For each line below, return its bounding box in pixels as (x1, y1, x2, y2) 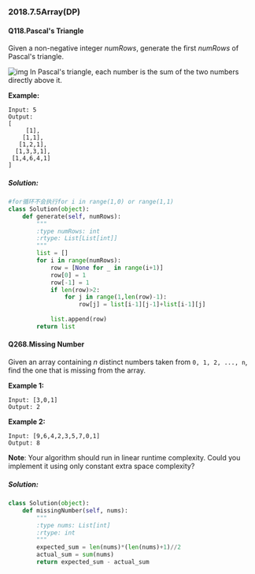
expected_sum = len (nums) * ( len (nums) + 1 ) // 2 (36, 543, 181, 551)
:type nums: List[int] (36, 521, 111, 529)
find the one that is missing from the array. (8, 366, 146, 375)
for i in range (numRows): (36, 257, 122, 264)
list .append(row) (50, 315, 108, 324)
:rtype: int (36, 528, 76, 537)
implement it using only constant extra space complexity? (8, 461, 195, 471)
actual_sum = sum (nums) (36, 551, 114, 559)
